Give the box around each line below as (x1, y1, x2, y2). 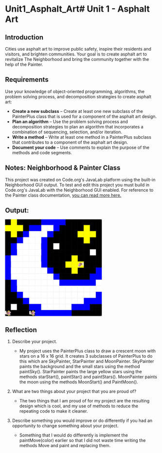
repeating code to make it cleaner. (19, 408, 89, 414)
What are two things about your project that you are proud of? (12, 388, 137, 395)
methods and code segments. (12, 149, 72, 155)
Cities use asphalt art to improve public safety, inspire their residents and (5, 46, 152, 52)
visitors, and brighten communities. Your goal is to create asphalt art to (5, 51, 147, 57)
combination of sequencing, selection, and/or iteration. (12, 129, 123, 135)
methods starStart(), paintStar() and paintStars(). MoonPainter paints (19, 374, 157, 380)
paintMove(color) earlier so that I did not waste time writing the (19, 437, 146, 443)
